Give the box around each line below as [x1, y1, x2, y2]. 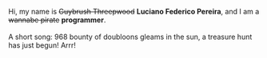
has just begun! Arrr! [8, 41, 76, 50]
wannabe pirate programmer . [8, 15, 106, 25]
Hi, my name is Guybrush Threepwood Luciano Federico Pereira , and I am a [8, 7, 260, 16]
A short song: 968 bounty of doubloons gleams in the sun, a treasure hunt [8, 32, 253, 41]
